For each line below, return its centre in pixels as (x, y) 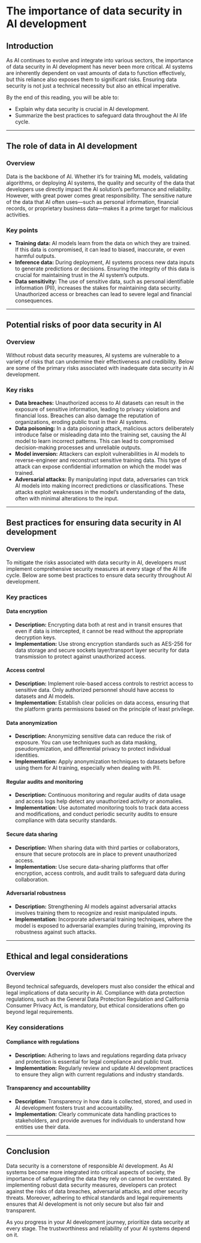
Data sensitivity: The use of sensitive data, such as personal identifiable (104, 281)
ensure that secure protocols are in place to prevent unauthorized (96, 854)
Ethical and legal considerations (67, 957)
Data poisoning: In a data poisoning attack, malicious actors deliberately (104, 428)
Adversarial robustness (36, 893)
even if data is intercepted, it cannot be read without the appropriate (99, 631)
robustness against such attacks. (56, 932)
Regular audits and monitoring (45, 781)
